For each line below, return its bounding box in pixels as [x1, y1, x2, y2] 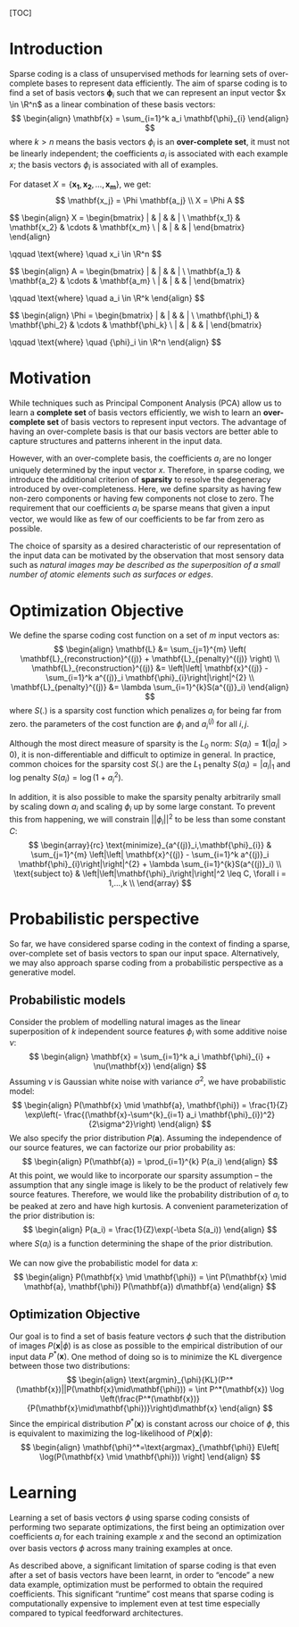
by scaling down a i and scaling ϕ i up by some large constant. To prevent [9, 801, 276, 813]
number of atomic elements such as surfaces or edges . [9, 569, 214, 580]
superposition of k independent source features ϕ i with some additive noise [9, 1026, 287, 1039]
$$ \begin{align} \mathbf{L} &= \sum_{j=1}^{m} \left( [53, 644, 247, 655]
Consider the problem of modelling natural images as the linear [9, 1016, 241, 1027]
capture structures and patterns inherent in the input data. [9, 435, 223, 446]
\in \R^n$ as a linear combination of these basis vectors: [9, 98, 216, 110]
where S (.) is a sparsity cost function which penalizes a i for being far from [9, 705, 282, 718]
